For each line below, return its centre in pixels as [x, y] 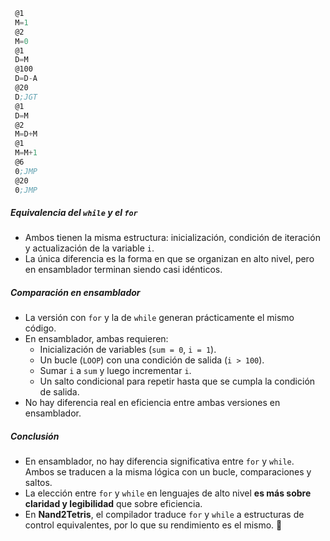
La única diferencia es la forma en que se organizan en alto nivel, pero [169, 259]
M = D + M [26, 134]
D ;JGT [26, 97]
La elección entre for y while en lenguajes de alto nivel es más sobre [168, 493]
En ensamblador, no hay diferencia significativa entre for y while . [159, 461]
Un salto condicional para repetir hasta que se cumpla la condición [177, 381]
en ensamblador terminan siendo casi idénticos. [123, 270]
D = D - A [26, 79]
